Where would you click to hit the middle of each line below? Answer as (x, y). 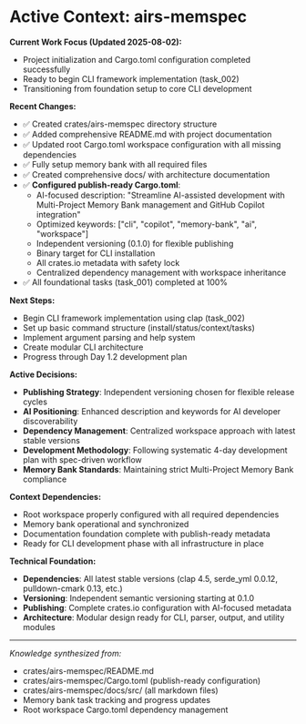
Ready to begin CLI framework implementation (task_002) (131, 78)
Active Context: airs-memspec (128, 17)
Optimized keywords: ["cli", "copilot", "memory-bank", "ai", (147, 224)
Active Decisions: (44, 374)
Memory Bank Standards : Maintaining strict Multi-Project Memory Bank (158, 469)
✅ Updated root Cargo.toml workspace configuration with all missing (152, 144)
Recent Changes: (43, 106)
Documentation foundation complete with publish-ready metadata (146, 534)
